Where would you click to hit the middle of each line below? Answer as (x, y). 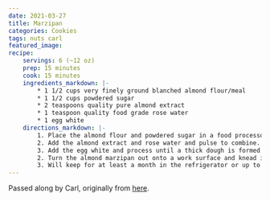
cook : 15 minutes (52, 76)
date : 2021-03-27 (37, 16)
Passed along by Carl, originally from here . (79, 188)
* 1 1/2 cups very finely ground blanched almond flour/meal (142, 90)
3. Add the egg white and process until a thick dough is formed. (151, 150)
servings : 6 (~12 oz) (59, 61)
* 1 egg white (61, 121)
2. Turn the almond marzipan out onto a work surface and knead (147, 158)
